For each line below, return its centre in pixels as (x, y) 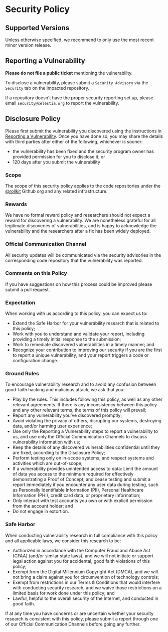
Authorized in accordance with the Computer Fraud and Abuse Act (81, 550)
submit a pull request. (28, 289)
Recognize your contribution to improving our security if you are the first (87, 350)
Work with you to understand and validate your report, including (78, 334)
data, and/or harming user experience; (52, 426)
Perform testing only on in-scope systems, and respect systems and (83, 458)
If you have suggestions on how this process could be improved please (79, 284)
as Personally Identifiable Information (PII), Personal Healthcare (78, 490)
